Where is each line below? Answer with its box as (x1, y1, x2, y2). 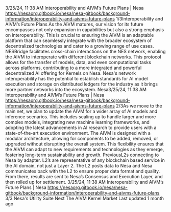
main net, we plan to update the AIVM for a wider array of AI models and (5, 108, 157, 114)
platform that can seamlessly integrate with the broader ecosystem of (5, 37, 152, 44)
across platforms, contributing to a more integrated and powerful (5, 65, 142, 71)
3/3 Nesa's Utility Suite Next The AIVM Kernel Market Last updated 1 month (5, 195, 164, 201)
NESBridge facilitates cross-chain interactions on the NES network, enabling (5, 49, 166, 54)
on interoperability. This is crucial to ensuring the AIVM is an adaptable (5, 32, 154, 38)
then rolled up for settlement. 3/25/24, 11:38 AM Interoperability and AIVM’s (5, 179, 164, 185)
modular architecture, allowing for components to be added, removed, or (5, 136, 158, 141)
